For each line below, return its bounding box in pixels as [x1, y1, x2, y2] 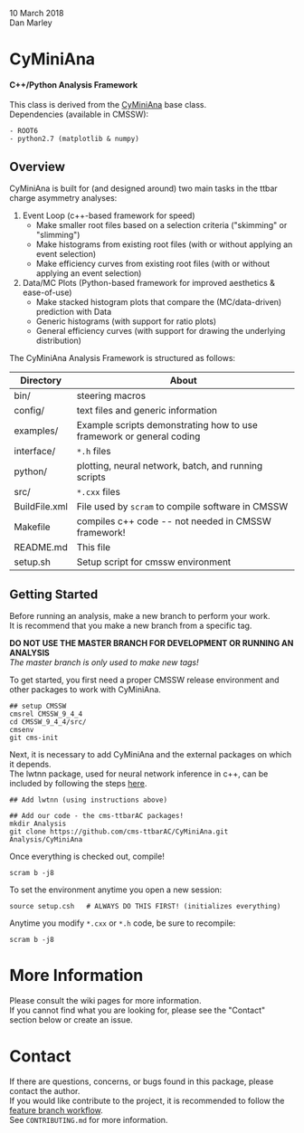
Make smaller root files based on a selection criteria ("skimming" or [35, 220, 288, 231]
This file [76, 541, 111, 554]
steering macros [76, 389, 147, 402]
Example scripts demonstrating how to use [76, 419, 258, 432]
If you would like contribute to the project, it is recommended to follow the [9, 1095, 285, 1106]
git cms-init [9, 733, 59, 743]
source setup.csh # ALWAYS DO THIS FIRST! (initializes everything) [9, 902, 281, 911]
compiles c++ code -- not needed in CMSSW [76, 515, 271, 528]
